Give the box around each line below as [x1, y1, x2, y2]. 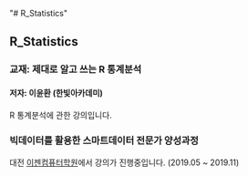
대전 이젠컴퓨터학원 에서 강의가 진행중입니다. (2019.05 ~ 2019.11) [9, 157, 240, 168]
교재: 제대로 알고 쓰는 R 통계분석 [9, 63, 142, 76]
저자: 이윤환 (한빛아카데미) [9, 87, 103, 98]
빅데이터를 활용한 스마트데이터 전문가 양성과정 [9, 134, 199, 147]
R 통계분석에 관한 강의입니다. [9, 109, 112, 120]
